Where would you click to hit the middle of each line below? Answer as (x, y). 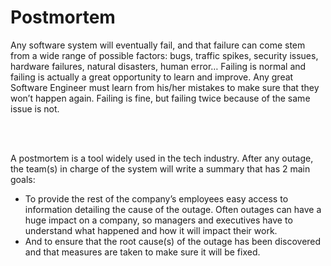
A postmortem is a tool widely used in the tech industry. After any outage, (162, 158)
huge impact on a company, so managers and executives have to (158, 220)
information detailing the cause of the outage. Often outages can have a (173, 209)
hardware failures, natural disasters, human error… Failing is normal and (158, 66)
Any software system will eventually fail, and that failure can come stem (158, 45)
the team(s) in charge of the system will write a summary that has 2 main (160, 168)
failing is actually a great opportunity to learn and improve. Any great (152, 77)
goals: (23, 179)
